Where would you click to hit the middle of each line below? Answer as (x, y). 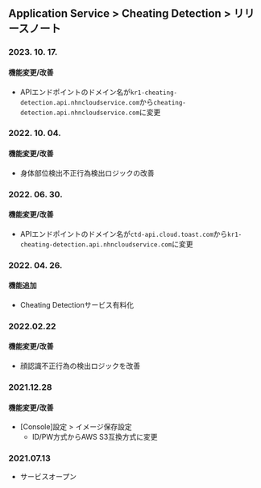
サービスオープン (48, 477)
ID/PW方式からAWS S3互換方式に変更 (95, 437)
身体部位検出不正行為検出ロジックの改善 (87, 173)
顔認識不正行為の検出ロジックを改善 (80, 366)
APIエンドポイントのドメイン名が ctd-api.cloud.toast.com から (124, 234)
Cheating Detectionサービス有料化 (77, 304)
